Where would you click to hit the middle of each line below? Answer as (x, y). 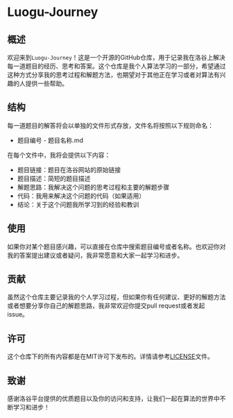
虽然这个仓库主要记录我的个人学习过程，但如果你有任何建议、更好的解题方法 (116, 297)
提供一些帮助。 (46, 83)
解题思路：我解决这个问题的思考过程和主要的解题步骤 (93, 187)
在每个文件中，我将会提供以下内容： (59, 155)
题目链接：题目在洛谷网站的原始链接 (69, 169)
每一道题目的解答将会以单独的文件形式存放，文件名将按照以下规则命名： (110, 125)
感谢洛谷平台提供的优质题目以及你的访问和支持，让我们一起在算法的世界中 (113, 399)
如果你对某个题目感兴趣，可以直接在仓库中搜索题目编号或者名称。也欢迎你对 (116, 246)
